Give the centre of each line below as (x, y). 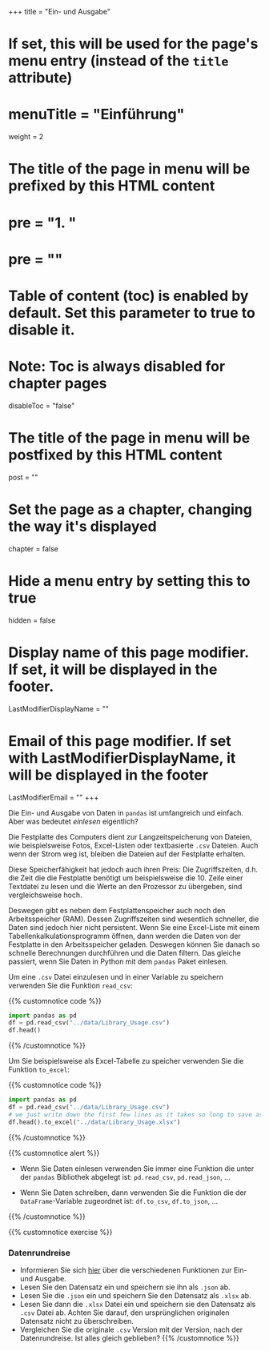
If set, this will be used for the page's (133, 44)
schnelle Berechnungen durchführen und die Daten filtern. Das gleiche (125, 952)
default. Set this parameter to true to (132, 313)
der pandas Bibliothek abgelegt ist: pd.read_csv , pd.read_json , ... (125, 1177)
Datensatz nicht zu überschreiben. (77, 1321)
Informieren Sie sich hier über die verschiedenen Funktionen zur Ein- (133, 1270)
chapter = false (33, 548)
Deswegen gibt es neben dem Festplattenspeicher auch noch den (117, 910)
